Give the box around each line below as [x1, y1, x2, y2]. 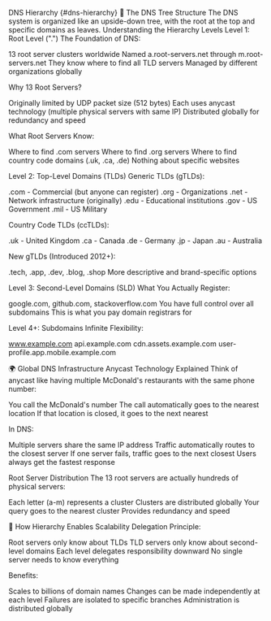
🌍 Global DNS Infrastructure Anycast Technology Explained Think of [8, 364, 239, 373]
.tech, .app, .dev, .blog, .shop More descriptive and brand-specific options [8, 267, 257, 276]
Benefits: [8, 571, 39, 580]
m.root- [238, 50, 264, 59]
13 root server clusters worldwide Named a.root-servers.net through [8, 50, 237, 59]
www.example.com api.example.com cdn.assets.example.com [8, 339, 217, 349]
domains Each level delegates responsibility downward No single [25, 546, 243, 556]
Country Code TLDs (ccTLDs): [8, 220, 110, 229]
